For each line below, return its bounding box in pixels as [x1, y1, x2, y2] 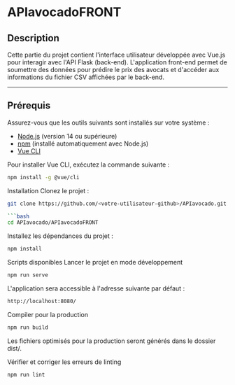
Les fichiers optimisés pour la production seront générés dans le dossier [7, 337, 216, 345]
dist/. [7, 344, 22, 352]
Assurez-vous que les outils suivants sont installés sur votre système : [7, 118, 210, 127]
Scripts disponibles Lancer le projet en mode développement [7, 258, 183, 267]
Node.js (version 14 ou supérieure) [17, 132, 117, 140]
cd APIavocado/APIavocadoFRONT [7, 219, 99, 226]
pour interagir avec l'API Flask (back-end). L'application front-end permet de [7, 58, 227, 66]
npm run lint [7, 371, 45, 378]
